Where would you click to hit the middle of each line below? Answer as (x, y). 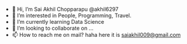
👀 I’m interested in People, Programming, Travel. (72, 15)
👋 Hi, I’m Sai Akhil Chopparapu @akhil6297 (65, 9)
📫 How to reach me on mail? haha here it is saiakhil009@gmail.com (96, 35)
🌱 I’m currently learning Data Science (58, 22)
